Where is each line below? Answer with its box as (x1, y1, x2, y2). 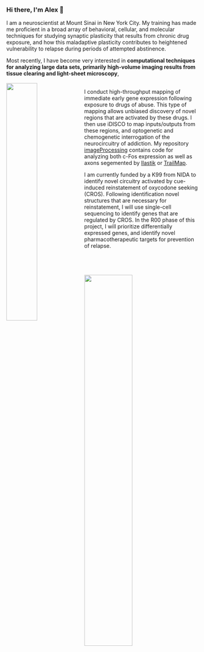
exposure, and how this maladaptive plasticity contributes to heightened (6, 39, 188, 46)
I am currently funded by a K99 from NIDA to (84, 171, 197, 178)
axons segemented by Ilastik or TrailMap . (84, 159, 188, 167)
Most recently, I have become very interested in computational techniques (6, 57, 195, 65)
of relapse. (84, 242, 111, 250)
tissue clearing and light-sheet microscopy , (6, 70, 119, 77)
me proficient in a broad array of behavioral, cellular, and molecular (6, 26, 175, 33)
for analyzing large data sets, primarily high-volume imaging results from (6, 63, 196, 71)
